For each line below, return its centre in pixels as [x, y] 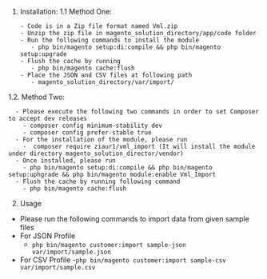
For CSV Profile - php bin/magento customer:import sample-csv [123, 260]
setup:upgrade [43, 54]
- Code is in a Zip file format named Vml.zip [99, 26]
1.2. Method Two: [37, 97]
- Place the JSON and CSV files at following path [106, 75]
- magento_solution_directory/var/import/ [102, 82]
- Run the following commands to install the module [110, 40]
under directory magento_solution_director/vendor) [96, 153]
